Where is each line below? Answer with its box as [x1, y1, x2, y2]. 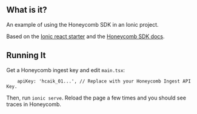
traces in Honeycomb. [6, 100, 62, 108]
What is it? [6, 5, 47, 15]
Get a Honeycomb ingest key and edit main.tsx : [6, 66, 125, 73]
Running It [6, 50, 46, 61]
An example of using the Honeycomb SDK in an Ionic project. [6, 21, 159, 28]
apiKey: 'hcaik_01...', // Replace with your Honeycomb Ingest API [17, 78, 191, 84]
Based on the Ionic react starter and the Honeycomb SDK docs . [6, 33, 165, 40]
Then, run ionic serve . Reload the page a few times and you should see [6, 94, 187, 101]
